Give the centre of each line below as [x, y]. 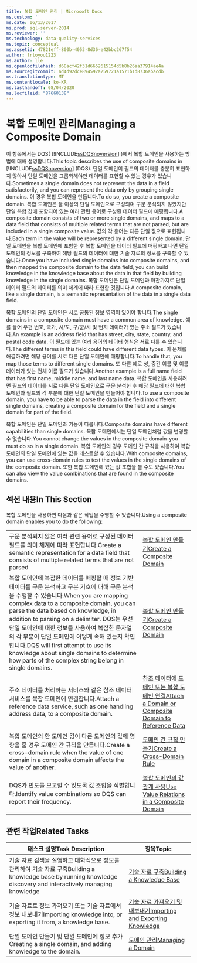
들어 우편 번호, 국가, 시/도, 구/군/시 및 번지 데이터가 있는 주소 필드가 [89, 327]
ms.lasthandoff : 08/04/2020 [40, 88]
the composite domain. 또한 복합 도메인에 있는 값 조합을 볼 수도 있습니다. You [95, 467]
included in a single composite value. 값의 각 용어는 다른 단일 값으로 [86, 231]
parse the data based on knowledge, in [62, 610]
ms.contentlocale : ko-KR [36, 83]
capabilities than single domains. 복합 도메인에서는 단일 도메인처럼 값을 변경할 [97, 431]
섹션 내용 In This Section [49, 499]
